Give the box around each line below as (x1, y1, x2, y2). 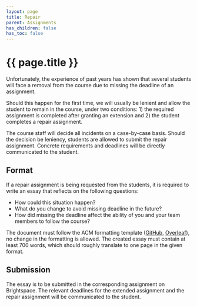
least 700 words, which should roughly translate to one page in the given (6, 241, 183, 248)
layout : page (6, 8, 38, 15)
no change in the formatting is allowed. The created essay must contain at (6, 235, 186, 242)
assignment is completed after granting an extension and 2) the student (6, 112, 179, 119)
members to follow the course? (14, 218, 90, 225)
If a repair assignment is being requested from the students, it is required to (6, 181, 189, 188)
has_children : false (6, 25, 57, 31)
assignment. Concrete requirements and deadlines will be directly (6, 142, 165, 149)
